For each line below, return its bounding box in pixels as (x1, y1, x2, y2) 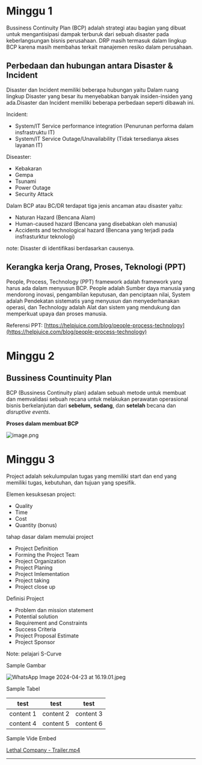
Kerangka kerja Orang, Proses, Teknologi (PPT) (6, 262, 186, 272)
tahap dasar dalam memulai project (6, 533, 94, 540)
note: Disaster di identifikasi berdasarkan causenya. (6, 244, 135, 252)
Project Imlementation (14, 570, 70, 577)
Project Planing (14, 564, 53, 571)
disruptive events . (6, 408, 50, 415)
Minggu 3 (6, 453, 55, 466)
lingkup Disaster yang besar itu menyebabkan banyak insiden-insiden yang (6, 92, 192, 100)
